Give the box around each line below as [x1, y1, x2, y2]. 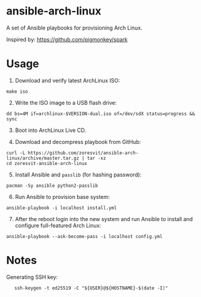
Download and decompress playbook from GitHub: [14, 138, 141, 145]
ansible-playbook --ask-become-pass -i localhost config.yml [6, 233, 163, 239]
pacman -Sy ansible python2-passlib [6, 183, 98, 189]
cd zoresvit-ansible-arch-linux [6, 160, 87, 166]
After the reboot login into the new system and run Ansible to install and [14, 215, 193, 222]
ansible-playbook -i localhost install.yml [6, 205, 117, 211]
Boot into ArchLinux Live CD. [14, 127, 86, 134]
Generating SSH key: [6, 273, 58, 281]
